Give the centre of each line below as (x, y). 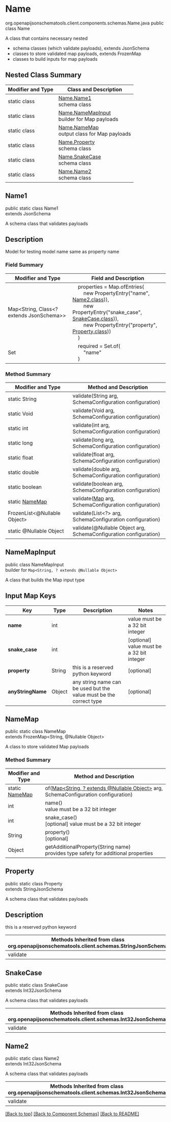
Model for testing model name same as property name (62, 252)
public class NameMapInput (35, 565)
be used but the (91, 688)
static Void (20, 414)
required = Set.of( (99, 346)
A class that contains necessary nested (47, 38)
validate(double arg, (96, 469)
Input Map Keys (31, 596)
